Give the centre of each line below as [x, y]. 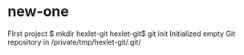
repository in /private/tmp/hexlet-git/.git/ [74, 41]
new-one [38, 12]
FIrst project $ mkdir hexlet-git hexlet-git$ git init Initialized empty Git [122, 33]
